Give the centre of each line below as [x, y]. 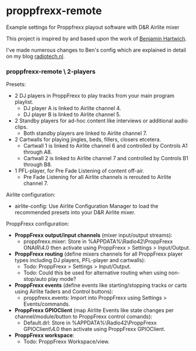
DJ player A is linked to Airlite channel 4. [72, 108]
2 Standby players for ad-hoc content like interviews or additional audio [101, 121]
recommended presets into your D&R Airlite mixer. [75, 213]
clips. [21, 127]
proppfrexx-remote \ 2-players [51, 71]
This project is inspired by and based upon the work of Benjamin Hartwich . [96, 38]
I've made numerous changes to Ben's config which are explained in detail [96, 50]
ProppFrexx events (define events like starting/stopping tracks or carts [101, 285]
